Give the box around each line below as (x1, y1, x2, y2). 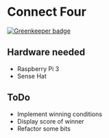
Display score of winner (16, 117, 84, 125)
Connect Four (7, 4, 87, 20)
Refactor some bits (16, 124, 71, 133)
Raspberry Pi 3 (16, 64, 60, 72)
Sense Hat (16, 72, 47, 80)
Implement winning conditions (16, 110, 103, 118)
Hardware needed (7, 46, 86, 58)
